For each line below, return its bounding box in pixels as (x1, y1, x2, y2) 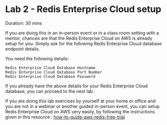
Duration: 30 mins (5, 20, 42, 26)
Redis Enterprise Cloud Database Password (5, 74, 96, 79)
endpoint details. (5, 46, 40, 52)
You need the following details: (5, 55, 69, 61)
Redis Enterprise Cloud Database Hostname (5, 65, 96, 70)
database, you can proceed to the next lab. (5, 88, 95, 94)
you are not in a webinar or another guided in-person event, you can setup (5, 103, 160, 109)
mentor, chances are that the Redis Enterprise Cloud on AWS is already (5, 35, 152, 41)
